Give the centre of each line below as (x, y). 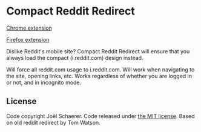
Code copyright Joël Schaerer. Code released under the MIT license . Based (100, 116)
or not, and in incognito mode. (44, 82)
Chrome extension (29, 28)
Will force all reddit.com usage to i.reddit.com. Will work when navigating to (100, 69)
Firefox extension (28, 39)
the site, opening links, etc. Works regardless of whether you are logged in (99, 76)
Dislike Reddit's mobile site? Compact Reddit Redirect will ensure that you (98, 51)
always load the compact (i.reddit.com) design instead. (75, 58)
